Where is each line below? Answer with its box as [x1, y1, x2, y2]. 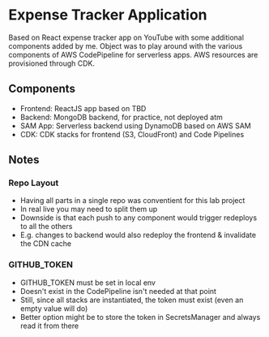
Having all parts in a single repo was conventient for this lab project [19, 196, 246, 205]
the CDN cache [19, 239, 72, 248]
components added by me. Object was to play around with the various [8, 41, 243, 50]
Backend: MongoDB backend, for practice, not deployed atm [19, 112, 223, 122]
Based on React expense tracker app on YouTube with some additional [8, 32, 245, 42]
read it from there [19, 321, 79, 331]
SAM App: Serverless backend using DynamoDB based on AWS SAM [19, 120, 251, 131]
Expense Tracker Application [8, 6, 208, 24]
